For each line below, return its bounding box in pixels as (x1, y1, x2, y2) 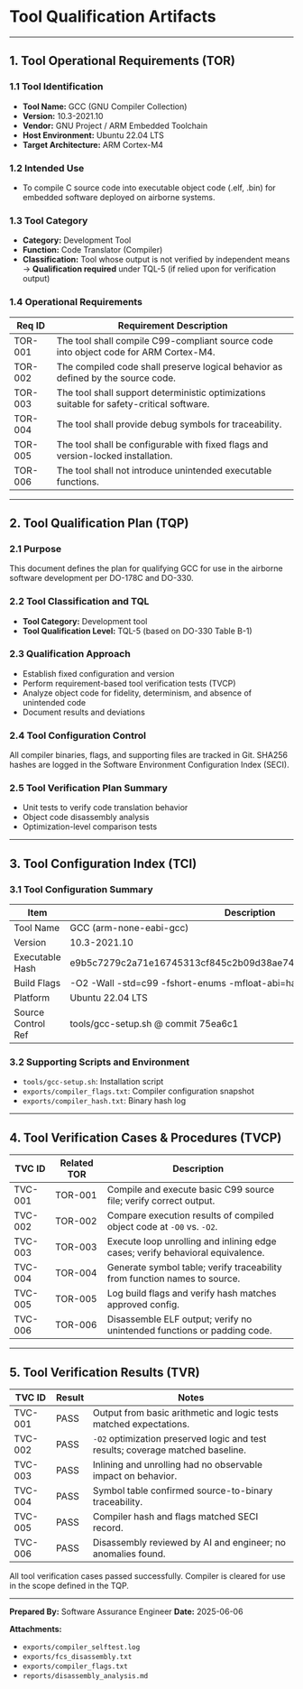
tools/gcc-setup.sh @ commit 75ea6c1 (69, 1018, 239, 1030)
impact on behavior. (93, 1470, 178, 1481)
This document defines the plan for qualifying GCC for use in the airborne (9, 563, 283, 574)
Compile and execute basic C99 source (106, 1184, 275, 1196)
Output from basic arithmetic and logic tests (93, 1407, 280, 1418)
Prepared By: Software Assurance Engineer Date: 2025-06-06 (9, 1606, 243, 1617)
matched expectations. (93, 1418, 190, 1430)
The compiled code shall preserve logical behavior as (56, 360, 283, 373)
